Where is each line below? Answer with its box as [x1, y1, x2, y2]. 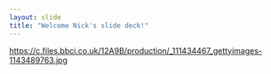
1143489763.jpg [9, 55, 68, 65]
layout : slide [9, 12, 62, 22]
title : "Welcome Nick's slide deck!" [9, 21, 149, 30]
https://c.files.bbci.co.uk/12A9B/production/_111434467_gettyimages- [9, 45, 263, 55]
